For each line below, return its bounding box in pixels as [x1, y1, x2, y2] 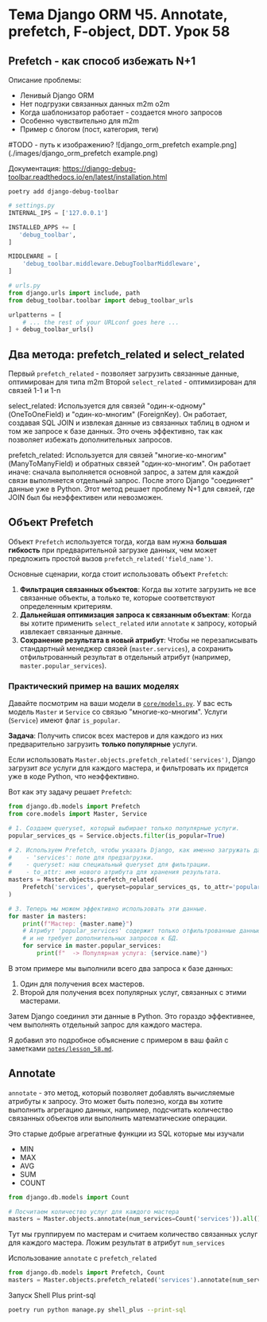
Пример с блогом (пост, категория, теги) [19, 125, 159, 134]
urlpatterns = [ [8, 310, 62, 319]
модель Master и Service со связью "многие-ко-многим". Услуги [8, 707, 228, 717]
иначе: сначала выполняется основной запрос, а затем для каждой [8, 467, 239, 477]
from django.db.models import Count [8, 1193, 130, 1201]
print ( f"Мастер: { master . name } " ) [22, 919, 133, 928]
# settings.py [8, 201, 56, 209]
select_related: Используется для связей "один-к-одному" [8, 401, 207, 411]
